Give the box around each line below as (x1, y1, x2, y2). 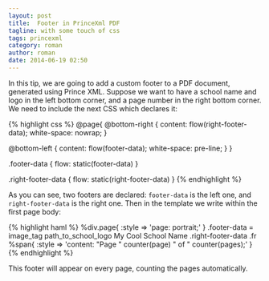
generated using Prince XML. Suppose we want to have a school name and (8, 86, 257, 96)
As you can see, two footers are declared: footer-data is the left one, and (8, 190, 251, 199)
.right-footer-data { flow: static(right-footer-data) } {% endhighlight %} (8, 174, 243, 184)
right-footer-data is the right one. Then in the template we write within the (8, 198, 259, 208)
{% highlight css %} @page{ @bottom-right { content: (8, 119, 188, 129)
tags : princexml (8, 34, 63, 42)
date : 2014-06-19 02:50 (8, 57, 88, 65)
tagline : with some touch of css (8, 26, 120, 34)
